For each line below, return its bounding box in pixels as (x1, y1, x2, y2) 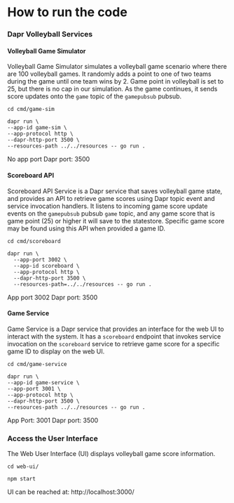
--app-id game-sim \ (7, 124, 68, 131)
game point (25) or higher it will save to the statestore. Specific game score (7, 216, 225, 225)
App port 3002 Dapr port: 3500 (7, 293, 98, 301)
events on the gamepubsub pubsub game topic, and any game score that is (7, 209, 215, 218)
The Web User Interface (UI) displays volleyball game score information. (7, 450, 216, 458)
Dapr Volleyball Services (7, 30, 93, 39)
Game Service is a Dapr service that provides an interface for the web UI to (7, 325, 224, 333)
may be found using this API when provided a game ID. (7, 224, 166, 233)
